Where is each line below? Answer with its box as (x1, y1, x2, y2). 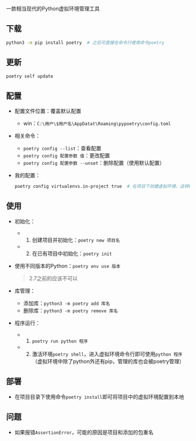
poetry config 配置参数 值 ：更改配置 (23, 152, 110, 159)
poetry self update (6, 73, 54, 79)
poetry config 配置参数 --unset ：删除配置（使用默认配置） (23, 160, 165, 167)
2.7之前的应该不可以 (29, 274, 78, 282)
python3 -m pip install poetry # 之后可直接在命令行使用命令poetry (6, 40, 164, 46)
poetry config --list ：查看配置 (23, 145, 101, 152)
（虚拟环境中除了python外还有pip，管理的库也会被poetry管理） (32, 357, 185, 364)
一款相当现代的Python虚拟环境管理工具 (6, 5, 100, 12)
